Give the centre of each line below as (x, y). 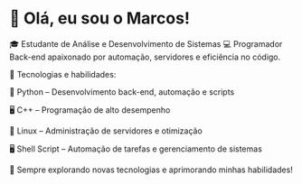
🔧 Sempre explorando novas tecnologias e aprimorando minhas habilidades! (151, 170)
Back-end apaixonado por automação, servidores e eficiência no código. (145, 57)
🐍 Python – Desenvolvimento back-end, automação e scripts (122, 92)
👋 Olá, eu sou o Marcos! (99, 18)
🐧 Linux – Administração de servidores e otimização (106, 131)
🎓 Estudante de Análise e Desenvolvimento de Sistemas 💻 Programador (146, 43)
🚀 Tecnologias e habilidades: (63, 74)
